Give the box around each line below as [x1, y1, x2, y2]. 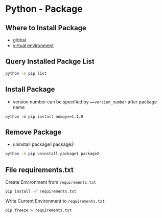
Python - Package [5, 3, 83, 15]
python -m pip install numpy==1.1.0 [5, 114, 83, 119]
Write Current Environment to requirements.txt [5, 198, 105, 204]
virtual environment [12, 42, 54, 49]
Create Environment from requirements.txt [5, 179, 96, 185]
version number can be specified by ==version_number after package [12, 98, 157, 105]
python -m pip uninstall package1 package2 [5, 151, 100, 157]
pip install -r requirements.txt [5, 189, 77, 194]
